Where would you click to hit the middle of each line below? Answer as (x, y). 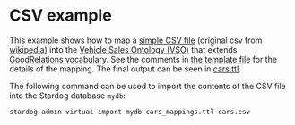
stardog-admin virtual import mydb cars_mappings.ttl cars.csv (130, 112)
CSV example (61, 16)
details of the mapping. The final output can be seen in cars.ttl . (126, 69)
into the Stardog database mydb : (68, 96)
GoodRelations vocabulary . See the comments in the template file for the (143, 59)
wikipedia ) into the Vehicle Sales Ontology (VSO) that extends (123, 49)
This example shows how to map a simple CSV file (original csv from (136, 40)
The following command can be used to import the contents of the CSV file (148, 86)
